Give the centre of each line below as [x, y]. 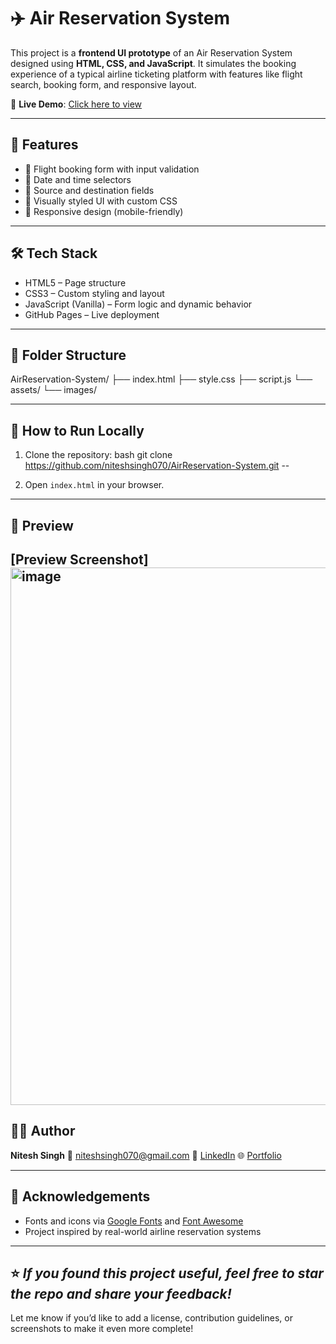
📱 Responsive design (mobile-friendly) [104, 211]
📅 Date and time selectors [78, 179]
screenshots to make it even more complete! [102, 1329]
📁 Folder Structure [68, 355]
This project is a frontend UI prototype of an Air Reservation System [151, 52]
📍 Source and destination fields [89, 190]
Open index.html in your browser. [94, 485]
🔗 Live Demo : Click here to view [76, 104]
